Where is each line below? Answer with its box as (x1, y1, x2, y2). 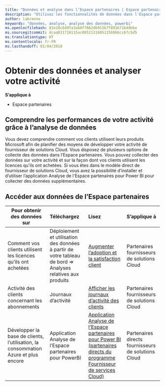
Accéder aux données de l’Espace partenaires (5, 193, 149, 201)
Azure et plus (7, 352, 38, 358)
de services (88, 367, 115, 374)
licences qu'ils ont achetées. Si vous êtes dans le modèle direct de (5, 162, 140, 168)
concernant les (7, 297, 42, 304)
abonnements (7, 303, 39, 310)
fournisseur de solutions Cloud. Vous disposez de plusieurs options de (5, 147, 148, 153)
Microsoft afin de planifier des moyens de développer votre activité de (5, 141, 147, 148)
